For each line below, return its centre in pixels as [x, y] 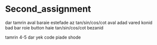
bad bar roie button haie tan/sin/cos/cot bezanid [54, 27]
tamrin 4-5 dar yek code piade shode [43, 37]
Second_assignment [48, 9]
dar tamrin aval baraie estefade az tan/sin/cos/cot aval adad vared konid [79, 22]
